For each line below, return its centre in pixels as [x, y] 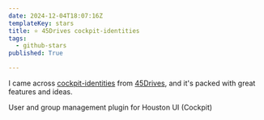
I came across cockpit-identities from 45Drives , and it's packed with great [132, 83]
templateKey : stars [41, 23]
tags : [17, 38]
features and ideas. [40, 92]
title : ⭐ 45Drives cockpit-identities [74, 31]
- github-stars [41, 46]
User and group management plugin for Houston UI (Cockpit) [111, 107]
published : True [36, 53]
